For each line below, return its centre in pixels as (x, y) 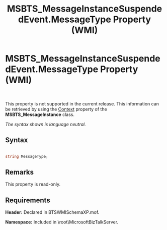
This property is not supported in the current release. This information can (82, 103)
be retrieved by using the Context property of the (56, 109)
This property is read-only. (33, 184)
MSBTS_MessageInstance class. (40, 114)
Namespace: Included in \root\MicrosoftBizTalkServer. (62, 222)
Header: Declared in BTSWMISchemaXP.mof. (52, 212)
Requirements (28, 200)
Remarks (20, 172)
